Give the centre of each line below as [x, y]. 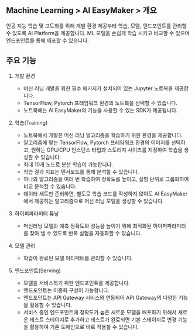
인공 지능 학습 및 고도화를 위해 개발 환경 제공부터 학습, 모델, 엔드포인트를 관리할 [97, 26]
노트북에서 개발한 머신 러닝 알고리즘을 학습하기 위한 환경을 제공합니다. [103, 135]
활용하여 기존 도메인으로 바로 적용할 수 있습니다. [84, 327]
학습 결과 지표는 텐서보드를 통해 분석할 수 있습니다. [81, 172]
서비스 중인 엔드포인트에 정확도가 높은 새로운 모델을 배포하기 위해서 [100, 312]
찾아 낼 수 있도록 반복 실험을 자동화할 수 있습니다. [86, 233]
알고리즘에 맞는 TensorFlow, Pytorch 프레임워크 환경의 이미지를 [97, 142]
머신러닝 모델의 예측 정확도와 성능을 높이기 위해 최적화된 [88, 226]
